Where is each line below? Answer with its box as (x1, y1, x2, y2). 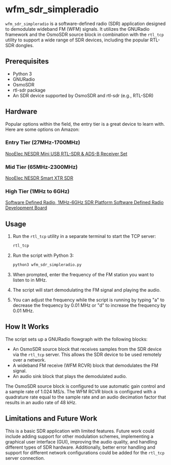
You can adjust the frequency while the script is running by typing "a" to (12, 297, 165, 303)
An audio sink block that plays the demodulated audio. (12, 373, 127, 379)
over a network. (12, 357, 46, 363)
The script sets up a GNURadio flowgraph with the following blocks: (5, 336, 148, 342)
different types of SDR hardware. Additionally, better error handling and (5, 444, 156, 450)
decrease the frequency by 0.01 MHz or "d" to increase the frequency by (12, 302, 166, 308)
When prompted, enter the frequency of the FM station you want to (12, 272, 154, 278)
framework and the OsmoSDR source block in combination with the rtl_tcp (5, 31, 164, 37)
